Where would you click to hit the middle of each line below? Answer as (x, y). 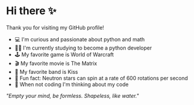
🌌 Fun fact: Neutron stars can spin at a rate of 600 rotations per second (101, 78)
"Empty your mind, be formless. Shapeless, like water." (73, 96)
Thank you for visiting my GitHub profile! (55, 27)
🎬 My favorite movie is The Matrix (56, 63)
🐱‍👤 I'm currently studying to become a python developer (83, 48)
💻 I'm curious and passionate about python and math (80, 39)
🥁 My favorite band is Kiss (46, 71)
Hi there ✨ (31, 11)
